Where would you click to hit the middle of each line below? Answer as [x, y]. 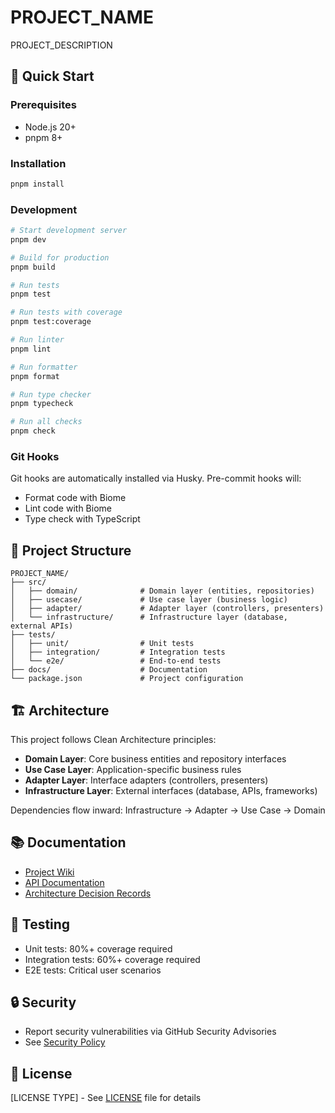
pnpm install [37, 184]
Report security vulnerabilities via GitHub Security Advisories [150, 1032]
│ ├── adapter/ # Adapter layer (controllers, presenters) [167, 609]
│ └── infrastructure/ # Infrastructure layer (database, [149, 617]
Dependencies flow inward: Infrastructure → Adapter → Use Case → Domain [168, 810]
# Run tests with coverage [66, 312]
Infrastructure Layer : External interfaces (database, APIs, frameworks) [171, 791]
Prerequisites [43, 105]
